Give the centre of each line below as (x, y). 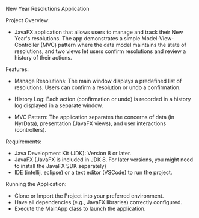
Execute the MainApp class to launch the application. (80, 208)
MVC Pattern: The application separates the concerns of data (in (94, 117)
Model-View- (158, 38)
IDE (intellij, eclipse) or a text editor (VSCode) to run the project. (93, 172)
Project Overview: (28, 20)
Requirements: (23, 142)
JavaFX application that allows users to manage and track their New (99, 32)
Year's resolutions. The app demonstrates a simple (77, 38)
